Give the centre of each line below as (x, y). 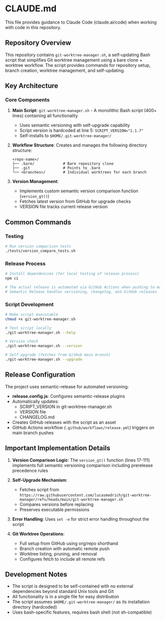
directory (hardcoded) (35, 607)
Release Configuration (40, 375)
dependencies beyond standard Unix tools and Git (63, 591)
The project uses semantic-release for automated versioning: (67, 386)
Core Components (27, 100)
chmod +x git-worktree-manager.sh (41, 319)
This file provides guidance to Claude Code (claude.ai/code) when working (81, 22)
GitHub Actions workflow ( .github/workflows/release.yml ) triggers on (83, 427)
